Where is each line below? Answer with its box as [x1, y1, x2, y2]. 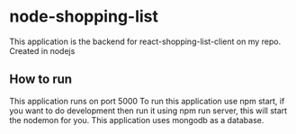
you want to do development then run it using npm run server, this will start [9, 105, 288, 116]
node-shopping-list [9, 6, 159, 27]
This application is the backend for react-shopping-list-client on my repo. [9, 36, 282, 47]
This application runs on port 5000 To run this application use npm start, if [9, 95, 285, 106]
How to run [9, 72, 73, 87]
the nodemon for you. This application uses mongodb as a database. [9, 114, 265, 125]
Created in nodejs [9, 45, 76, 56]
